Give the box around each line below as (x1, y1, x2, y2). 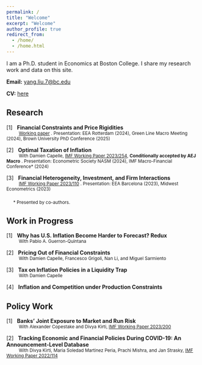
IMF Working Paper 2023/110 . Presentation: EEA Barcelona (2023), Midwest (18, 181, 179, 187)
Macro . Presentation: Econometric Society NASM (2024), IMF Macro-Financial (6, 158, 173, 164)
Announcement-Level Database (6, 341, 90, 349)
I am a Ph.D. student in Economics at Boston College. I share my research (6, 59, 191, 67)
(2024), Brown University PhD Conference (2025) (6, 136, 110, 142)
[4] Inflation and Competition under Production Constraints (6, 283, 163, 291)
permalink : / (6, 9, 40, 15)
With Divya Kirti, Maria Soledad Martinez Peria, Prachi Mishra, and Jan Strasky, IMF (18, 347, 193, 354)
